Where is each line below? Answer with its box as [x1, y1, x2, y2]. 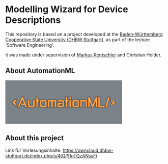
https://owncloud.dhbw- [63, 147, 114, 153]
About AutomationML [5, 67, 75, 75]
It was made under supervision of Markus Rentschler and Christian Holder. [5, 52, 162, 58]
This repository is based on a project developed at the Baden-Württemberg [5, 31, 163, 37]
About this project [5, 134, 64, 143]
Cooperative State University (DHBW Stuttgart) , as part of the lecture [5, 37, 150, 43]
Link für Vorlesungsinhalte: [5, 147, 62, 153]
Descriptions [5, 14, 61, 26]
